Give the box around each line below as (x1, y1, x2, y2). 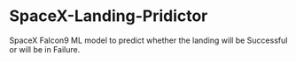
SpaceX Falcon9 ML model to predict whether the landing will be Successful (9, 35, 288, 45)
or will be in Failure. (9, 44, 81, 54)
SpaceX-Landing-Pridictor (9, 6, 208, 26)
